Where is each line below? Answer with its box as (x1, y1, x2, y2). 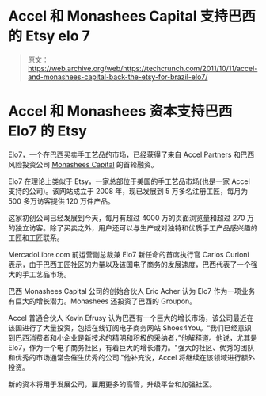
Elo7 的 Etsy (8, 122, 87, 140)
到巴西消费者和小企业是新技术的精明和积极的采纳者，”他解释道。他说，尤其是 (8, 333, 258, 342)
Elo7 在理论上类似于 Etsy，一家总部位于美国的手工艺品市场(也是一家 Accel (8, 176, 251, 186)
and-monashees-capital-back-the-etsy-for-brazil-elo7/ (27, 72, 208, 82)
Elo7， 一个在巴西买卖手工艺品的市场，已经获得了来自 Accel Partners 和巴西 (8, 150, 255, 159)
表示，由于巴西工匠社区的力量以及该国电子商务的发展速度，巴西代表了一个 (8, 259, 251, 269)
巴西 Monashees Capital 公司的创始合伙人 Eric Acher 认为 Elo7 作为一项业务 (8, 286, 256, 295)
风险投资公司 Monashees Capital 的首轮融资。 (8, 159, 158, 169)
